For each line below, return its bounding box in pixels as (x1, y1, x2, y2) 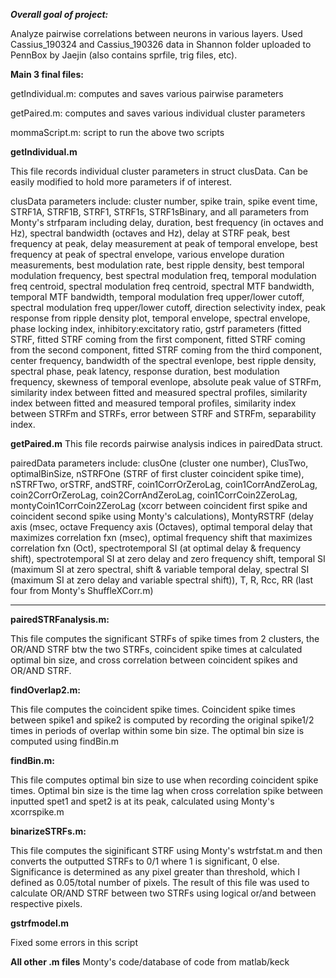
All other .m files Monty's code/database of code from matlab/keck (10, 956, 290, 968)
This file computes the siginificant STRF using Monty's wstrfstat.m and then (10, 845, 323, 856)
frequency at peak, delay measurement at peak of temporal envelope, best (10, 238, 318, 249)
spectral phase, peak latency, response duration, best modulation (10, 365, 280, 377)
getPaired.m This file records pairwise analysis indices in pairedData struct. (10, 438, 323, 449)
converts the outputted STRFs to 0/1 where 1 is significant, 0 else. (10, 855, 280, 867)
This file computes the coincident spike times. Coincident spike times (10, 704, 296, 715)
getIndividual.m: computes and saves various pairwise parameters (10, 88, 284, 99)
